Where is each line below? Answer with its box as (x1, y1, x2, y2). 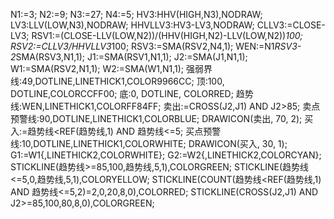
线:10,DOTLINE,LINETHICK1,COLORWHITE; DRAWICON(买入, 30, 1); (10, 138, 288, 149)
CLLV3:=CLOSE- (256, 19, 326, 31)
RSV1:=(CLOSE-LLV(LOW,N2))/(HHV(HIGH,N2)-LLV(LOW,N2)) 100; (31, 30, 303, 41)
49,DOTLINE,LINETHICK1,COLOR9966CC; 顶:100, (21, 75, 225, 87)
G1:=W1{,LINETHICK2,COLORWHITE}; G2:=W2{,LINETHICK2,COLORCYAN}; (10, 149, 322, 161)
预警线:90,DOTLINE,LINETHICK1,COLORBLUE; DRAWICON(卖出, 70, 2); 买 (10, 113, 314, 124)
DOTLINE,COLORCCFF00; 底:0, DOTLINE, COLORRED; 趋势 (10, 88, 254, 99)
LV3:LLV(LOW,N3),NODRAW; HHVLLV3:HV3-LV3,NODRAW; (10, 19, 255, 31)
